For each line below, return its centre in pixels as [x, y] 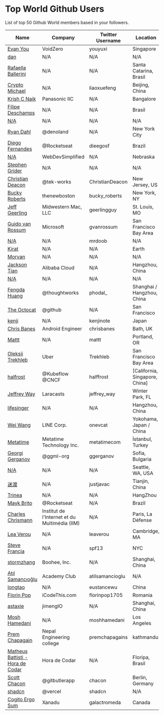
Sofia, [139, 453]
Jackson [17, 264]
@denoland [55, 132]
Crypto [15, 85]
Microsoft [53, 227]
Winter [140, 391]
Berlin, [140, 677]
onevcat [98, 425]
